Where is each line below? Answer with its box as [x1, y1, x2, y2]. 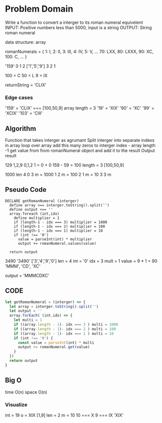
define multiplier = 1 [14, 215, 60, 220]
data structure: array [5, 39, 46, 45]
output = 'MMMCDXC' [5, 272, 49, 278]
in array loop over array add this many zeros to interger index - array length [5, 142, 156, 149]
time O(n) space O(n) [5, 389, 48, 395]
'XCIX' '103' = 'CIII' [5, 110, 43, 116]
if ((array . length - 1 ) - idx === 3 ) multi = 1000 [14, 322, 118, 327]
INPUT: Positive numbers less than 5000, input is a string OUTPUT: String [5, 24, 152, 30]
